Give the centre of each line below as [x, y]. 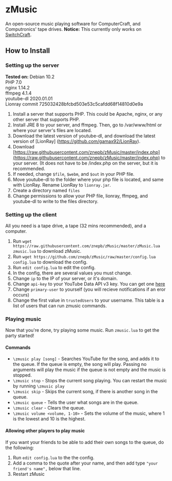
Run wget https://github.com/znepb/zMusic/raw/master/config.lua [84, 256]
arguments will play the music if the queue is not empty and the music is [89, 370]
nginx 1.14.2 [17, 87]
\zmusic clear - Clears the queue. [49, 408]
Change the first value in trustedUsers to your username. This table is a [88, 300]
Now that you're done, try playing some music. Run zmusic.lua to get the [82, 330]
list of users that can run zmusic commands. [60, 306]
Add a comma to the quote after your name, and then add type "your [85, 463]
